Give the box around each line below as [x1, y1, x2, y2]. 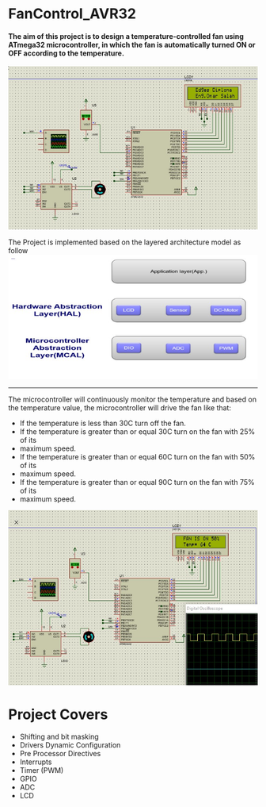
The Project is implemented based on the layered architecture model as [8, 237, 241, 247]
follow [8, 245, 28, 255]
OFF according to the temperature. [8, 48, 125, 58]
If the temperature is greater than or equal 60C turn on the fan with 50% [19, 452, 256, 461]
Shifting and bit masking [19, 732, 99, 742]
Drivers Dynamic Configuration [19, 740, 121, 750]
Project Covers [8, 705, 108, 724]
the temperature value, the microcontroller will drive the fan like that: [8, 402, 232, 413]
